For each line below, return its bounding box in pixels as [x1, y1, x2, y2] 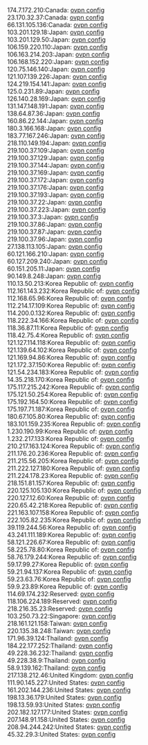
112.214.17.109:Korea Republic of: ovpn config [7, 302, 136, 310]
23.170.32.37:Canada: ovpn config [7, 13, 104, 22]
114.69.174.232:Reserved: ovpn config [7, 590, 115, 598]
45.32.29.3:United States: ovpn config [7, 730, 116, 738]
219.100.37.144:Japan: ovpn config [7, 161, 105, 169]
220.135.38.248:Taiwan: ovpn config [7, 627, 111, 635]
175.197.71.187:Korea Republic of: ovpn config [7, 405, 135, 413]
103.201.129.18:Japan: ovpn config [7, 28, 104, 36]
